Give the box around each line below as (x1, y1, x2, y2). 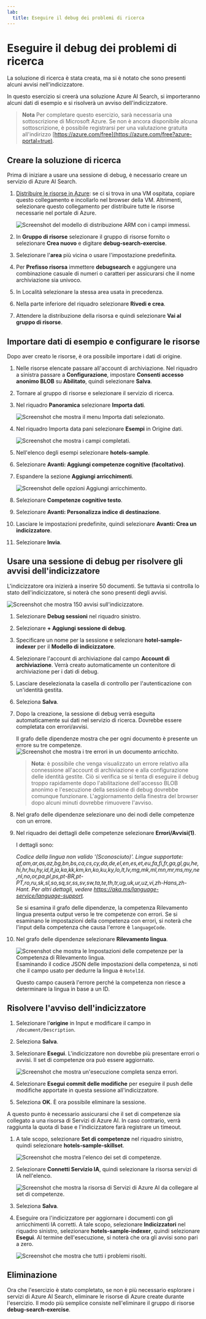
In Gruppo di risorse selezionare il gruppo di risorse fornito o (15, 233, 170, 240)
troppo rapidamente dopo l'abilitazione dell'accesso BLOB (31, 779, 178, 786)
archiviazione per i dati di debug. (15, 667, 99, 675)
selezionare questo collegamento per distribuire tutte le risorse (15, 203, 175, 210)
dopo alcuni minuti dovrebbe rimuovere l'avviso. (31, 799, 153, 806)
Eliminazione (7, 1270, 58, 1280)
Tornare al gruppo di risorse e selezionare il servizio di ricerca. (15, 390, 174, 397)
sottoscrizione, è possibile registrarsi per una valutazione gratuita (21, 124, 188, 132)
